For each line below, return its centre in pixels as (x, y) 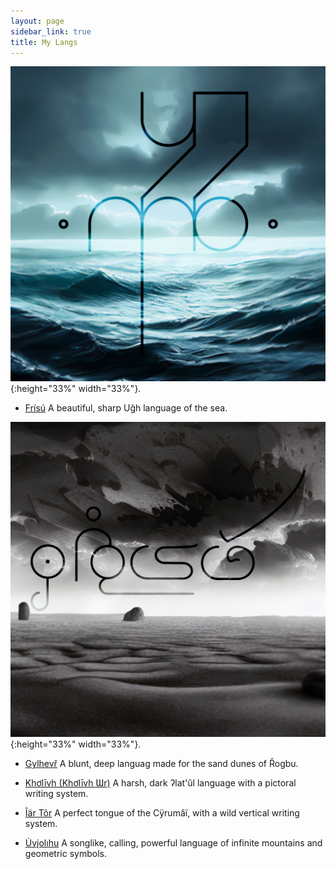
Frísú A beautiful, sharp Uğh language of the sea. (126, 408)
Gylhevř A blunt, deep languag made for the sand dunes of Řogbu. (161, 764)
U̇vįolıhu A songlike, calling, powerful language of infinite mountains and (173, 843)
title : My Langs (44, 42)
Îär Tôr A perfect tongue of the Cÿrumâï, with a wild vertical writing (162, 813)
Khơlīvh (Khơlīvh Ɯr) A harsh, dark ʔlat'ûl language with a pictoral (160, 783)
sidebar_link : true (51, 31)
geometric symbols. (65, 854)
